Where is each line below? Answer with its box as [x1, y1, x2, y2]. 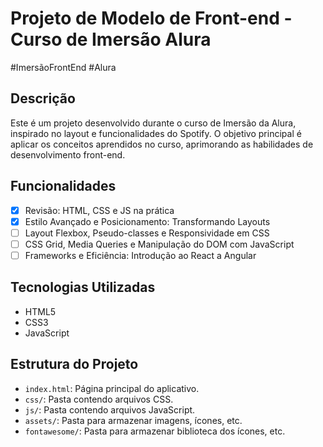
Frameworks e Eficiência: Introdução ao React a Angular [24, 249, 257, 261]
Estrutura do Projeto [10, 356, 139, 373]
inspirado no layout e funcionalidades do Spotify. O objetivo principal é [10, 127, 302, 139]
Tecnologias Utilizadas [10, 279, 156, 296]
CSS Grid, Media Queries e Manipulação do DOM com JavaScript [24, 238, 295, 250]
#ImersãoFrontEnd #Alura [10, 61, 117, 73]
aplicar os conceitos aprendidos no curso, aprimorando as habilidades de [10, 138, 314, 150]
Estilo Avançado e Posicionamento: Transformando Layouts [24, 215, 271, 227]
